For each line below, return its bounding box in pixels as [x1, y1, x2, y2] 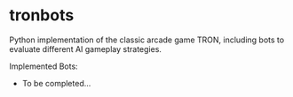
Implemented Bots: [9, 61, 78, 71]
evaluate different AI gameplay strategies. [9, 43, 162, 54]
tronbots [9, 5, 75, 26]
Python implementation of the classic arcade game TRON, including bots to [9, 34, 285, 45]
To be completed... [21, 78, 91, 88]
